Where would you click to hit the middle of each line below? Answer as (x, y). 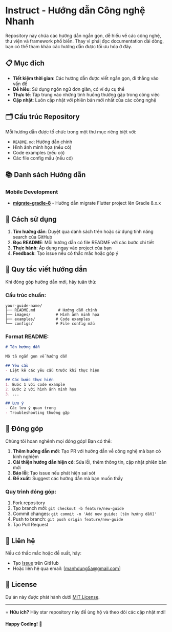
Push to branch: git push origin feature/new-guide (68, 519)
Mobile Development (32, 192)
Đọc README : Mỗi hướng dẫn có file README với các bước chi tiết (83, 243)
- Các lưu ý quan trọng (31, 408)
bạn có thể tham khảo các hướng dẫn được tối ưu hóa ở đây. (69, 46)
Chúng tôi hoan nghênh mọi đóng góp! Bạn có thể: (59, 441)
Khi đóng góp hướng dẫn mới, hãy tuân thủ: (51, 282)
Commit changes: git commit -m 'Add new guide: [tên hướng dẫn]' (85, 514)
